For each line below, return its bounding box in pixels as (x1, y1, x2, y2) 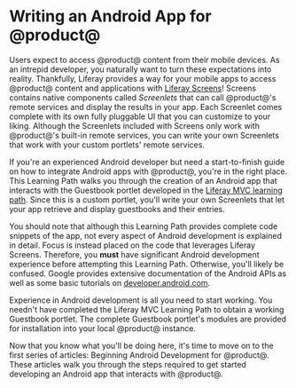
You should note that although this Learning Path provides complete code (9, 220, 278, 232)
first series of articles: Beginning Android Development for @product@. (9, 349, 269, 360)
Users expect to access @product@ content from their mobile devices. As (9, 54, 281, 65)
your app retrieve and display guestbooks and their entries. (9, 203, 226, 214)
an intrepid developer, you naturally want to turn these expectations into (9, 64, 272, 75)
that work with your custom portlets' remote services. (9, 139, 206, 150)
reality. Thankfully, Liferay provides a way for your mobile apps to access (9, 73, 277, 83)
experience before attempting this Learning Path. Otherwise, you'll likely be (9, 258, 284, 269)
